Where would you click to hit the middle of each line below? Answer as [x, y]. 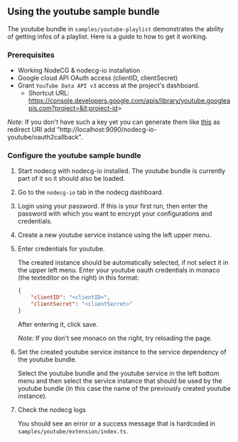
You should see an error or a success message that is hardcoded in [116, 423]
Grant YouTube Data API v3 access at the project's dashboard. [109, 85]
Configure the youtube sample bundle [74, 156]
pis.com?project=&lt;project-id [73, 108]
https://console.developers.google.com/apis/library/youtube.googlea [129, 101]
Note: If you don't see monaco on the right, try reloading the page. [115, 338]
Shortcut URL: [49, 93]
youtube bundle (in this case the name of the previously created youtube [124, 388]
